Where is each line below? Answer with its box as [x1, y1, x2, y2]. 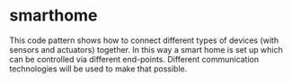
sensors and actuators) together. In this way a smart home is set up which [9, 44, 283, 54]
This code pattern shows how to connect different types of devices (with [9, 35, 279, 46]
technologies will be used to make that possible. [9, 63, 188, 74]
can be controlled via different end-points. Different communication [9, 54, 260, 64]
